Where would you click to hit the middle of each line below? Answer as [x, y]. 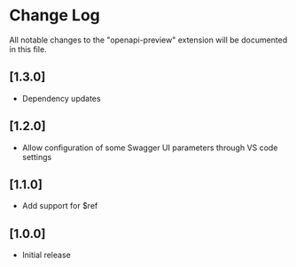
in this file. [28, 49]
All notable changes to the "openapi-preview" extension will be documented [148, 40]
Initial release [46, 255]
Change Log [55, 15]
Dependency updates [61, 98]
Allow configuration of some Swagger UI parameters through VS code [150, 148]
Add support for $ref [60, 206]
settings [37, 156]
